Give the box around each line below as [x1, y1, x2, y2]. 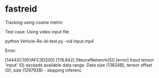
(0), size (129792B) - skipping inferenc [5, 67, 82, 73]
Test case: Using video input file [5, 29, 69, 34]
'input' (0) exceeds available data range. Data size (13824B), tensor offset [5, 62, 153, 68]
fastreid [5, 3, 37, 15]
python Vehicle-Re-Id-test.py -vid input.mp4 [5, 38, 94, 44]
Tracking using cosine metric [5, 19, 63, 25]
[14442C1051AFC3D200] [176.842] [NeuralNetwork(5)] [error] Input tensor [5, 57, 154, 62]
